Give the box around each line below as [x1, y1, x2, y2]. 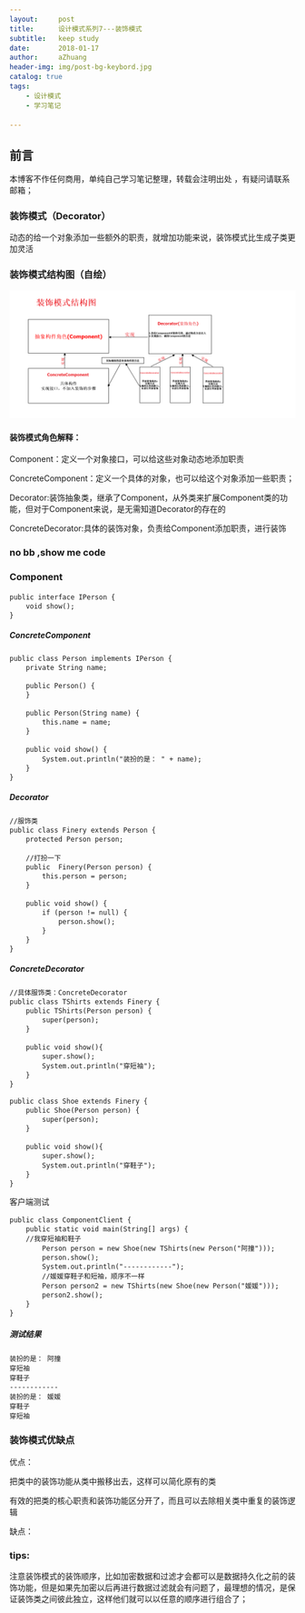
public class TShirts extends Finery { [9, 997, 161, 1007]
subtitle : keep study [9, 34, 100, 43]
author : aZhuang [9, 53, 88, 63]
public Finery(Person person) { [25, 862, 152, 872]
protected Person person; [25, 835, 124, 844]
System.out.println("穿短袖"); [42, 1061, 156, 1070]
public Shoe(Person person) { [25, 1106, 141, 1115]
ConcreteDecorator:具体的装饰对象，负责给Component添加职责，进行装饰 [9, 523, 287, 534]
